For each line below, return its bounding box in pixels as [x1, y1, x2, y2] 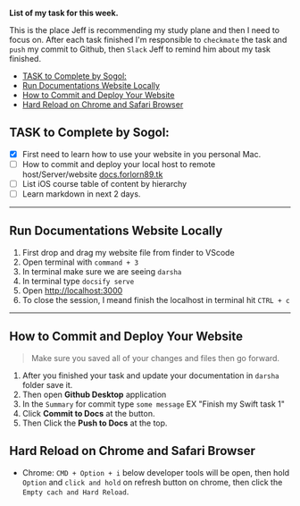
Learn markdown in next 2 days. [21, 189, 141, 199]
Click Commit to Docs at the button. [21, 408, 155, 418]
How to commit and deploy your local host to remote [21, 158, 216, 169]
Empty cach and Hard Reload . [21, 486, 129, 497]
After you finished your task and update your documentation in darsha [21, 370, 279, 381]
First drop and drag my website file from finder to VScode [21, 247, 235, 257]
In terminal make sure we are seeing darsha [21, 266, 182, 276]
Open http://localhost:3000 [21, 285, 123, 296]
